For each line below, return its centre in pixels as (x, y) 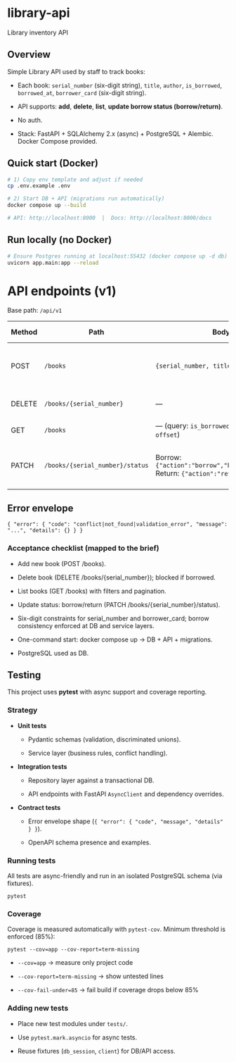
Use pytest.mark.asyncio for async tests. (77, 1037)
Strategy (22, 711)
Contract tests (39, 807)
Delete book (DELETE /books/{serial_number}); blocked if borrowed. (117, 577)
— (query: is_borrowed (193, 426)
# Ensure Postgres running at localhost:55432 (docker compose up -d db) (118, 256)
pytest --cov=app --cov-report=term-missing (73, 950)
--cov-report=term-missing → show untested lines (90, 976)
